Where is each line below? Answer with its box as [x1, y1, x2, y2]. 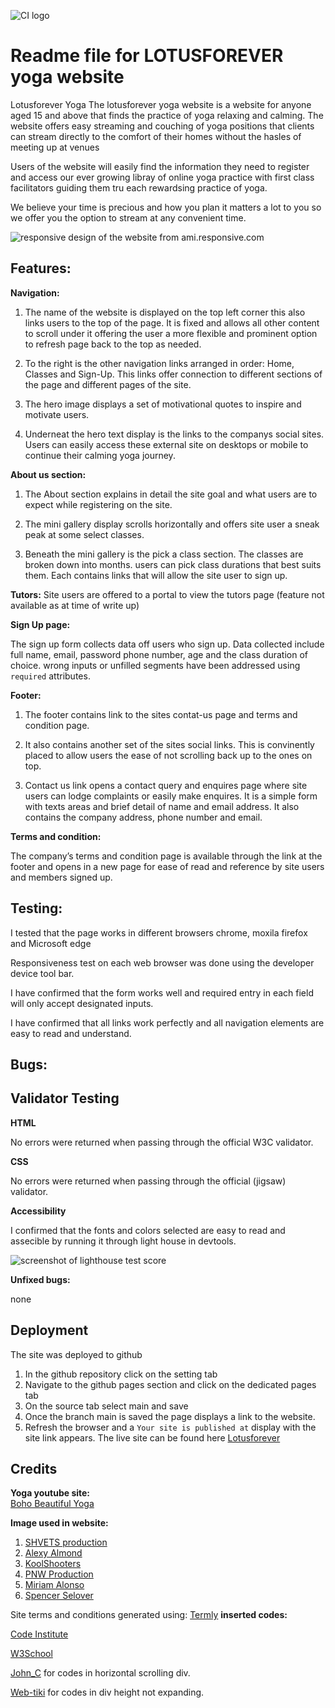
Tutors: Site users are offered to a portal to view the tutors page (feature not [10, 588, 325, 600]
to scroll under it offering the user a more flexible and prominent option [24, 327, 318, 339]
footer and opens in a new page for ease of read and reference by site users [10, 860, 325, 872]
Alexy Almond [24, 1547, 83, 1559]
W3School [10, 1648, 53, 1660]
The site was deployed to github [10, 1348, 143, 1360]
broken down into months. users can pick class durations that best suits [24, 558, 322, 570]
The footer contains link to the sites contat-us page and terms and [24, 708, 298, 720]
